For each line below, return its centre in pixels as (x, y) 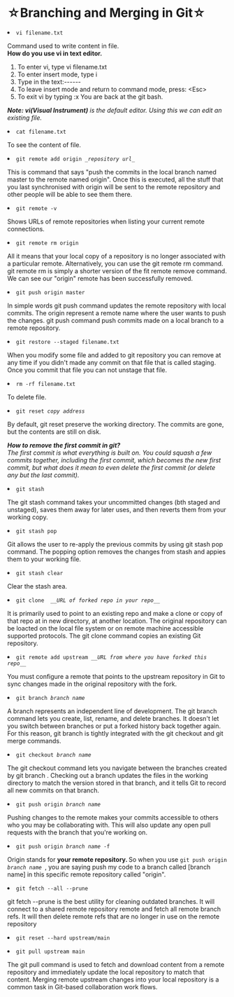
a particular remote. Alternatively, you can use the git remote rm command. (115, 263)
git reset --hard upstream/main (63, 938)
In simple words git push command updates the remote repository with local (117, 305)
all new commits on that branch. (53, 790)
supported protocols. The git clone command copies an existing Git (104, 635)
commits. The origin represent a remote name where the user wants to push (117, 312)
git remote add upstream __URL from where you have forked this (112, 657)
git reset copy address (51, 411)
